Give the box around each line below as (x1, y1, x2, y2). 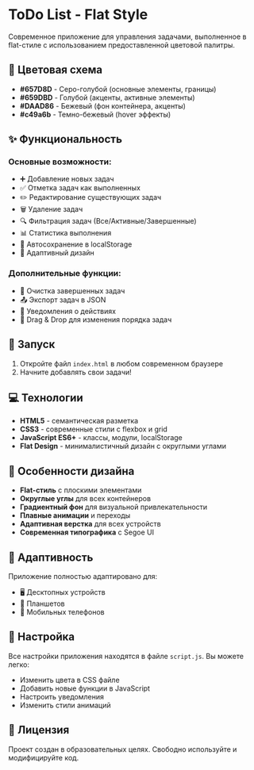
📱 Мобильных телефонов (19, 607, 105, 616)
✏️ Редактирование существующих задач (19, 193, 162, 202)
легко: (8, 660, 30, 669)
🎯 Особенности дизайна (8, 464, 135, 477)
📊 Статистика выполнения (19, 228, 112, 238)
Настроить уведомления (19, 691, 105, 701)
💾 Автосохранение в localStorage (19, 239, 133, 249)
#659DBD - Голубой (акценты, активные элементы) (19, 93, 196, 102)
